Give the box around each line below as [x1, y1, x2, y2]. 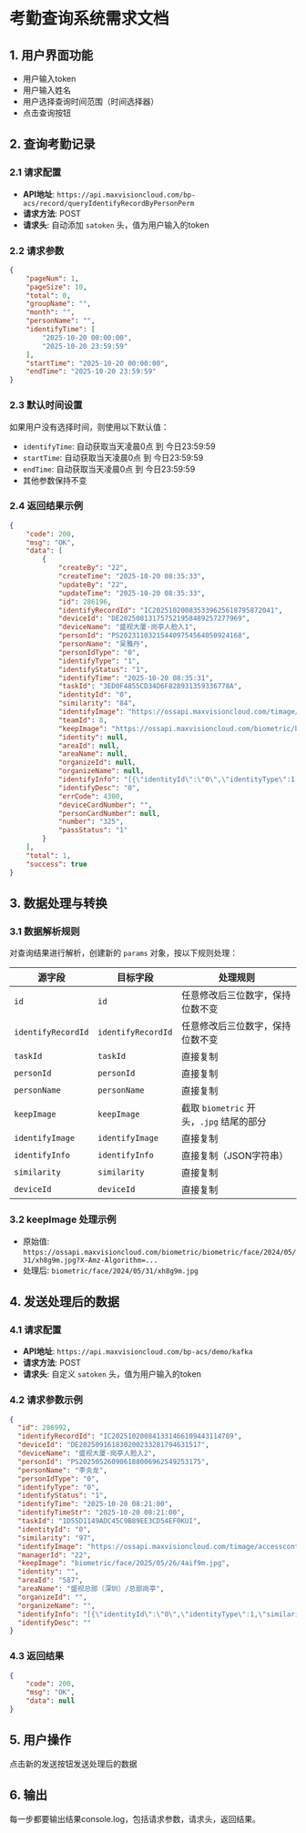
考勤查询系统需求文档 [9, 8, 170, 29]
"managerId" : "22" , [17, 1550, 92, 1560]
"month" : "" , [25, 308, 76, 317]
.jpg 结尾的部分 [199, 1115, 267, 1128]
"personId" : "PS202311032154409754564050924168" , [57, 631, 250, 640]
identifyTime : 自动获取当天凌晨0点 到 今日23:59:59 [22, 441, 216, 452]
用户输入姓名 [22, 85, 71, 96]
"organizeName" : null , [57, 767, 145, 776]
